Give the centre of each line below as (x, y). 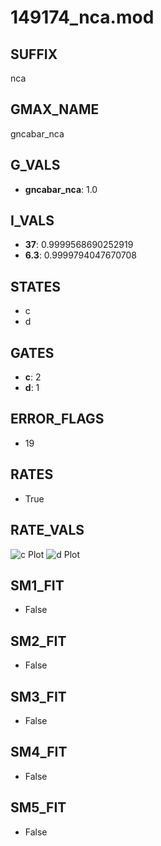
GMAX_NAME (55, 109)
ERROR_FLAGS (57, 419)
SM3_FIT (38, 696)
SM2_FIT (38, 641)
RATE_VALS (47, 530)
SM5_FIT (38, 807)
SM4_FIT (39, 752)
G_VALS (35, 165)
